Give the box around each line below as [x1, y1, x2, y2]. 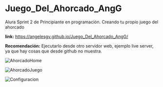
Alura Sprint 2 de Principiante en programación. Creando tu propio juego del [5, 19, 159, 25]
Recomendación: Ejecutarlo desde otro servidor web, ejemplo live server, [5, 43, 154, 49]
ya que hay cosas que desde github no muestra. [5, 48, 102, 54]
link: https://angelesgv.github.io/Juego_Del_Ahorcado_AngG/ [5, 34, 128, 39]
